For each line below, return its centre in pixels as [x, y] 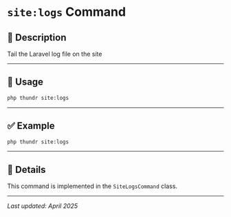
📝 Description [37, 38]
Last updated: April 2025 [43, 206]
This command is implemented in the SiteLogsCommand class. [92, 186]
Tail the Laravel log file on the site [55, 54]
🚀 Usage [25, 82]
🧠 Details [26, 169]
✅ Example [31, 126]
